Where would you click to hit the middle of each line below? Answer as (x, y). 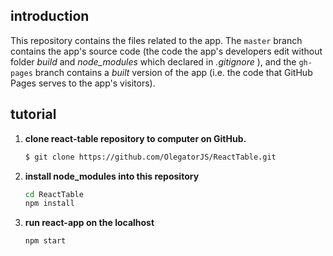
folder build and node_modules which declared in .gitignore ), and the (153, 61)
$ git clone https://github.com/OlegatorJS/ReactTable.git (150, 157)
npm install (49, 204)
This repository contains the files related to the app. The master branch (156, 40)
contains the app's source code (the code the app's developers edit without (166, 51)
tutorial (33, 114)
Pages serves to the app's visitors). (83, 83)
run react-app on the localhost (89, 223)
